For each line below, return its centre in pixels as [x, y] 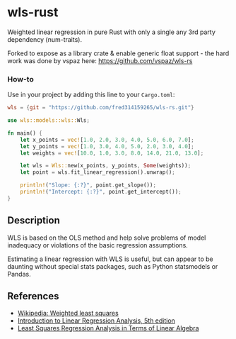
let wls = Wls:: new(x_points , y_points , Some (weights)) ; [106, 166]
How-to [20, 79]
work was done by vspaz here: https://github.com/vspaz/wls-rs [100, 60]
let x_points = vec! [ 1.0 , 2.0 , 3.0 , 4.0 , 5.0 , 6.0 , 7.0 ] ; [107, 140]
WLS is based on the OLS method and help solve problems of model [107, 238]
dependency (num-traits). [45, 39]
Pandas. [19, 274]
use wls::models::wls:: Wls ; [49, 121]
